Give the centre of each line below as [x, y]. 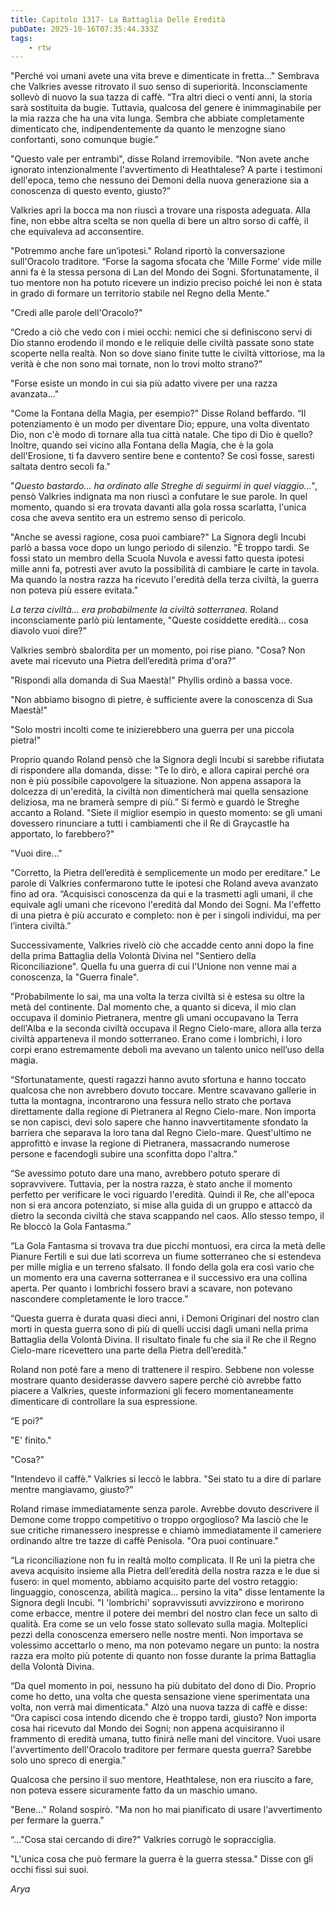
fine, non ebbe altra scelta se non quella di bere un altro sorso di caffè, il [159, 221]
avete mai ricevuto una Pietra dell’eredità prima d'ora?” [123, 661]
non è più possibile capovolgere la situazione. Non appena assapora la [156, 781]
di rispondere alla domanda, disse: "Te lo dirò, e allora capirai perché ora [160, 770]
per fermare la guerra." [57, 1820]
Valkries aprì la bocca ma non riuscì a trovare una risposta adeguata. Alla [160, 210]
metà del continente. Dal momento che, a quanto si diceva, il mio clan [153, 1007]
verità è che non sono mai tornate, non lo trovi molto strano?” [136, 364]
